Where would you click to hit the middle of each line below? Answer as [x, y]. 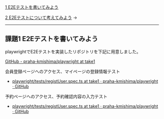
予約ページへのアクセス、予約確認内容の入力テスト [56, 96]
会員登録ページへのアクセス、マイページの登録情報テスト [63, 71]
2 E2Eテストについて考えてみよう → [41, 18]
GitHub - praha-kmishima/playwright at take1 [50, 61]
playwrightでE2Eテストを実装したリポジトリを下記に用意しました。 [73, 51]
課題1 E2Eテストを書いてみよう [52, 39]
